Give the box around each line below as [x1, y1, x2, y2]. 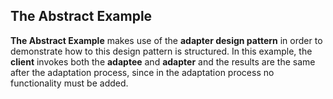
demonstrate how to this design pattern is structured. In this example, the [10, 45, 313, 57]
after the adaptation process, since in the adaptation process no [10, 66, 275, 78]
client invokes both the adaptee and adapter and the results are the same [10, 55, 316, 68]
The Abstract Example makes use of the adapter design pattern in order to [10, 34, 323, 46]
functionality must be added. [10, 77, 129, 89]
